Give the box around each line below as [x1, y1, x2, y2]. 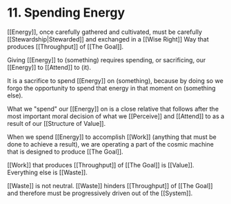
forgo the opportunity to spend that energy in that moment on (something [7, 84, 216, 92]
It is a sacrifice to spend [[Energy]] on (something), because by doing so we [7, 76, 224, 84]
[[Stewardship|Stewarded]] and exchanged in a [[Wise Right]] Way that [7, 35, 209, 43]
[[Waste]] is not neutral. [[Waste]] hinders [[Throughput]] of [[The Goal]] [7, 181, 213, 189]
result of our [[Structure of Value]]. [7, 119, 106, 127]
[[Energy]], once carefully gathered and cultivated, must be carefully [7, 28, 202, 36]
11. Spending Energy [7, 5, 125, 21]
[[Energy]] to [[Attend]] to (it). [7, 63, 92, 71]
